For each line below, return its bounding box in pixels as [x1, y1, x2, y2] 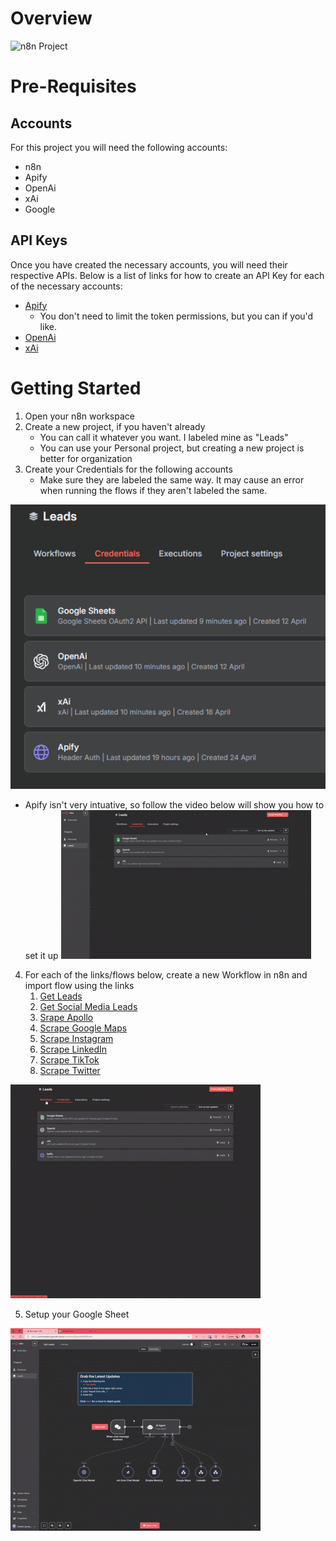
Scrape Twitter [39, 1065, 101, 1077]
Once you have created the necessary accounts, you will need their [10, 258, 288, 271]
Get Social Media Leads [39, 1001, 138, 1013]
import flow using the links [24, 980, 135, 992]
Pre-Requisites [10, 75, 137, 98]
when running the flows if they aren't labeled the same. [39, 484, 268, 496]
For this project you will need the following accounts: [10, 141, 228, 153]
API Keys [10, 232, 68, 249]
